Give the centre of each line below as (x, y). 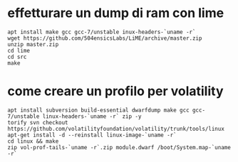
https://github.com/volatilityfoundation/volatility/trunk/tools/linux (116, 129)
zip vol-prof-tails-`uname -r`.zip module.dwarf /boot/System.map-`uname (119, 147)
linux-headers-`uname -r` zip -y (92, 116)
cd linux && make (33, 141)
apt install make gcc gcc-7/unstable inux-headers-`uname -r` (102, 32)
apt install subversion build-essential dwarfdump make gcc (99, 110)
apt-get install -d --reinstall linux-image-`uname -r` (92, 135)
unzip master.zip (33, 44)
